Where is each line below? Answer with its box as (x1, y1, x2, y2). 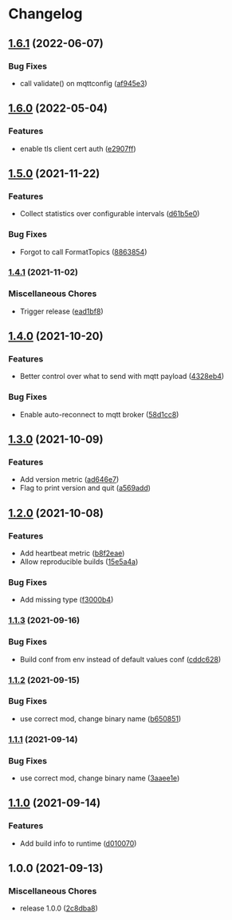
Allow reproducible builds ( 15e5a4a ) (19, 557, 139, 567)
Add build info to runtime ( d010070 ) (19, 839, 137, 848)
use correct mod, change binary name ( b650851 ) (19, 713, 182, 723)
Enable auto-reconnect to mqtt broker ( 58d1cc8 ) (19, 409, 179, 419)
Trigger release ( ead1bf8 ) (19, 306, 104, 316)
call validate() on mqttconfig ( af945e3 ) (19, 78, 147, 88)
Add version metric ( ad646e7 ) (19, 475, 120, 484)
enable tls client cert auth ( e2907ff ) (19, 144, 137, 153)
